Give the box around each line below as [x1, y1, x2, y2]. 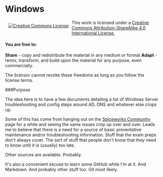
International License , [71, 30, 115, 36]
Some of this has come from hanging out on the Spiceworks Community [5, 116, 151, 122]
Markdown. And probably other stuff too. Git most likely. [5, 167, 118, 173]
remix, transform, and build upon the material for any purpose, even [5, 57, 142, 63]
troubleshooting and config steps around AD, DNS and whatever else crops [5, 101, 157, 107]
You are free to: [5, 41, 37, 47]
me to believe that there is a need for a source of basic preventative [5, 126, 142, 133]
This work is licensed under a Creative [71, 20, 149, 25]
